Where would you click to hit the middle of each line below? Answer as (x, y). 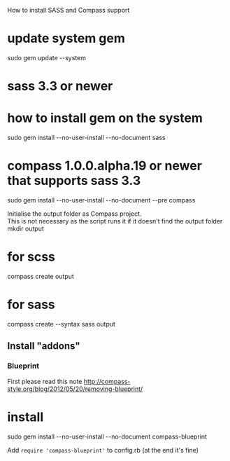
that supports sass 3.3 (74, 181)
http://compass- (107, 381)
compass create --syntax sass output (61, 324)
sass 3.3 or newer (60, 86)
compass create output (41, 276)
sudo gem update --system (46, 57)
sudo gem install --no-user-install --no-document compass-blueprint (107, 436)
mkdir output (26, 228)
